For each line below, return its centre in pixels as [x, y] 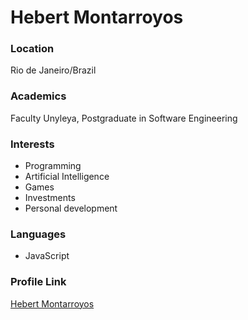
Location [32, 49]
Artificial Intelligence [67, 177]
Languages [38, 234]
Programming [53, 166]
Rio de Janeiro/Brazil [53, 70]
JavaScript [47, 256]
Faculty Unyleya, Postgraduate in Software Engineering [124, 118]
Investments [50, 198]
